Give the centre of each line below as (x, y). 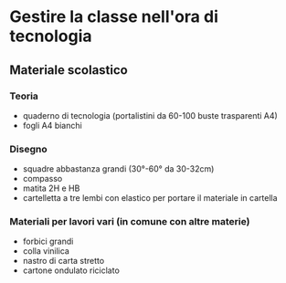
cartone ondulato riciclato (71, 270)
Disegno (28, 149)
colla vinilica (46, 251)
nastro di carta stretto (64, 261)
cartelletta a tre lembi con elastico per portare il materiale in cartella (150, 198)
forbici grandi (48, 241)
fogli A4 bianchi (52, 125)
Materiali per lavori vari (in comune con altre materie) (130, 222)
